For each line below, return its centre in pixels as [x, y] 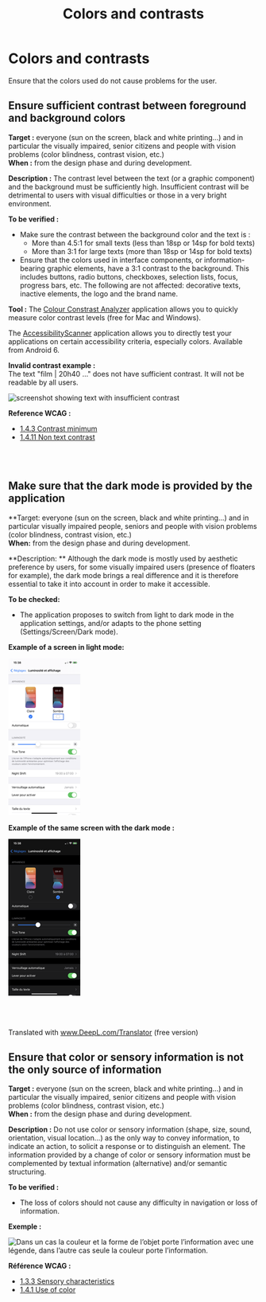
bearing [33, 268]
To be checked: [34, 599]
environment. [30, 203]
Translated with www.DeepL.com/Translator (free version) [103, 1032]
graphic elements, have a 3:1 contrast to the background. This [148, 268]
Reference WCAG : [40, 413]
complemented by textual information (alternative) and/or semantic [118, 1163]
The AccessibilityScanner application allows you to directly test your [120, 333]
